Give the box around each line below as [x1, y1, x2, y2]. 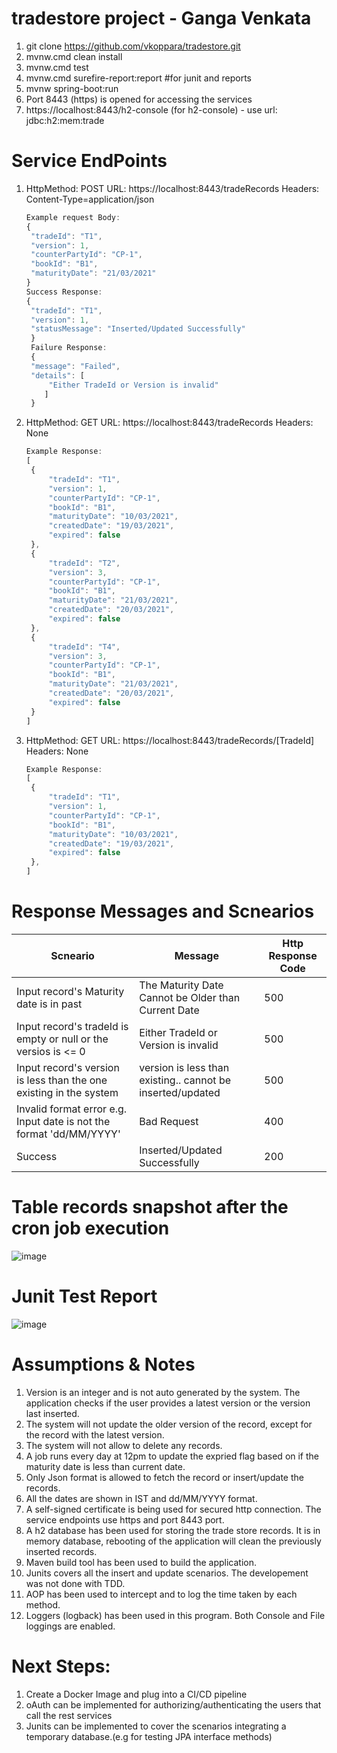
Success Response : [25, 287, 103, 297]
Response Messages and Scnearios [11, 900, 315, 923]
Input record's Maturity [16, 984, 125, 998]
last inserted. [25, 1407, 80, 1419]
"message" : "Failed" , [30, 361, 121, 371]
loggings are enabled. [25, 1620, 116, 1632]
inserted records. [25, 1545, 98, 1557]
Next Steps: [11, 1655, 111, 1677]
